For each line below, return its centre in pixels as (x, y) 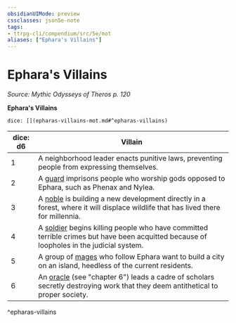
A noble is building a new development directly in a (122, 199)
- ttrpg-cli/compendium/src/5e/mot (59, 33)
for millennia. (59, 217)
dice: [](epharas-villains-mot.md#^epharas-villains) (88, 121)
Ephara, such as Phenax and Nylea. (97, 187)
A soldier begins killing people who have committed (123, 228)
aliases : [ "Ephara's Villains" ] (54, 40)
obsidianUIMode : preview (44, 14)
